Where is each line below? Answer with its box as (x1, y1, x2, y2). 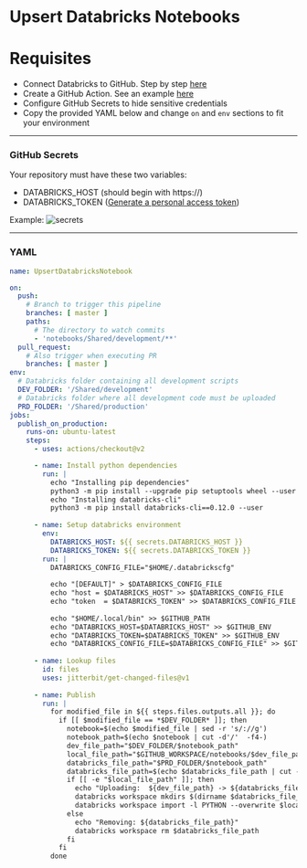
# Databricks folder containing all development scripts (17, 376, 239, 386)
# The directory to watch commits (33, 325, 166, 334)
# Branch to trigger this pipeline (26, 300, 162, 310)
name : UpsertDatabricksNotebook (9, 267, 132, 276)
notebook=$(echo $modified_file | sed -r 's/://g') (67, 725, 268, 734)
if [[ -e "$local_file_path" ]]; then (67, 775, 215, 785)
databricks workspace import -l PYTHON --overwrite (74, 801, 276, 810)
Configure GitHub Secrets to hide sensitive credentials (22, 98, 228, 109)
